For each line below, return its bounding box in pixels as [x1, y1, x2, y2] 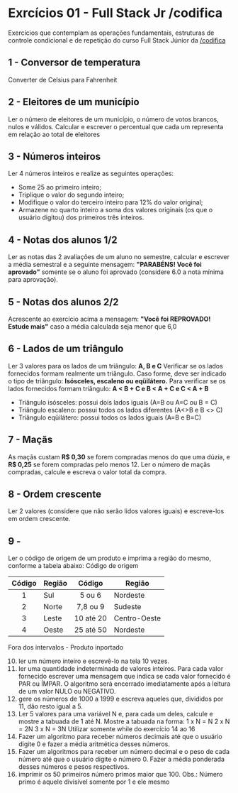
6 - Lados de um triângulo [8, 343, 124, 355]
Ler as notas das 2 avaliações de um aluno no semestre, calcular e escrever [8, 253, 229, 261]
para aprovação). [8, 275, 59, 284]
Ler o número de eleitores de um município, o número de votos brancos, [8, 115, 219, 124]
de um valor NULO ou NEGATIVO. [18, 687, 116, 696]
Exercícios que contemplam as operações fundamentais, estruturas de [8, 28, 215, 37]
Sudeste [113, 602, 142, 612]
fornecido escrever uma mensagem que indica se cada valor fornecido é [18, 672, 231, 681]
